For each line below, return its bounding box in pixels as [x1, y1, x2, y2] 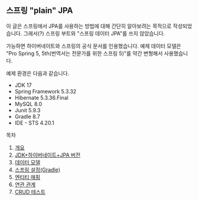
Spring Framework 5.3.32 [14, 87, 77, 95]
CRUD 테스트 [14, 188, 46, 195]
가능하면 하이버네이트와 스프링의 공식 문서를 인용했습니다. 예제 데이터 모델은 [6, 42, 181, 49]
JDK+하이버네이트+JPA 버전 [14, 151, 81, 158]
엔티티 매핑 [14, 173, 41, 180]
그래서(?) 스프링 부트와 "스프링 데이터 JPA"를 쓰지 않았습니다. [23, 30, 165, 37]
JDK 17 [14, 82, 32, 89]
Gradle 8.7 [14, 113, 40, 120]
